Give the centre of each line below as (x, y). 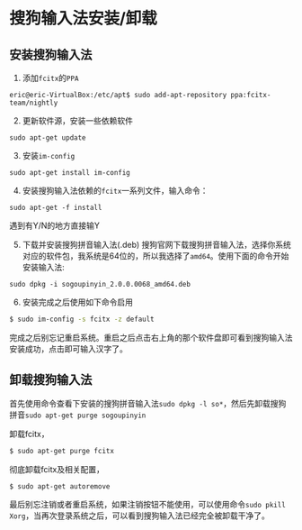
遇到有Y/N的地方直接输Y (55, 225)
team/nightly (34, 103)
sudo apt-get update (48, 138)
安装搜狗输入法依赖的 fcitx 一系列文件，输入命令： (115, 191)
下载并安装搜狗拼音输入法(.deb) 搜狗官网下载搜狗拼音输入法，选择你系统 (157, 245)
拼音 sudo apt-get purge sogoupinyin (78, 415)
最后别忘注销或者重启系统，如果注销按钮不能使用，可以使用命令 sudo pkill (147, 505)
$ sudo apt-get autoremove (60, 486)
